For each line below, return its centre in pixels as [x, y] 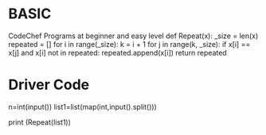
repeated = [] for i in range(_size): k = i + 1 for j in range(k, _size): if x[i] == [129, 44]
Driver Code [49, 85]
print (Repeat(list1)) [40, 122]
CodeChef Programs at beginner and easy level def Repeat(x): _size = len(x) [133, 36]
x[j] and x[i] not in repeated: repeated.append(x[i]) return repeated [117, 52]
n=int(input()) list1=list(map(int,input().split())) [82, 106]
